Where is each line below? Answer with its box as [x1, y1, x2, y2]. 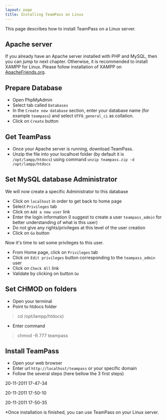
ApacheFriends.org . [5, 69, 46, 75]
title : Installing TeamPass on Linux [5, 12, 84, 17]
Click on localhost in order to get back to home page [12, 198, 122, 204]
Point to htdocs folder [12, 303, 57, 309]
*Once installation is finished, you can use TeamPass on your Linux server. [5, 410, 160, 416]
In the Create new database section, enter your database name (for [12, 108, 150, 114]
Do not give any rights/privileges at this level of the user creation [12, 224, 146, 230]
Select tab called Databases [12, 102, 68, 108]
